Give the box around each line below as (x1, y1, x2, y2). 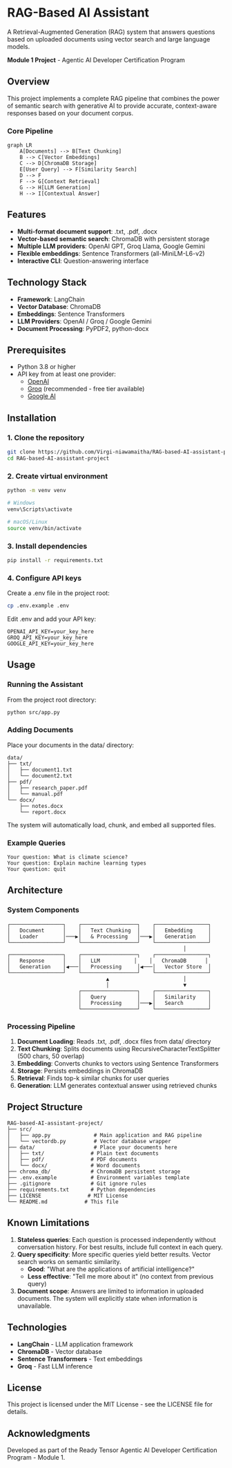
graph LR (7, 142, 32, 149)
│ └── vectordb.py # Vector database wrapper (7, 1138, 171, 1145)
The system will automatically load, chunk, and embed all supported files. (7, 820, 216, 829)
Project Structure (7, 1101, 83, 1113)
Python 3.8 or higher (17, 363, 76, 371)
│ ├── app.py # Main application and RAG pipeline (7, 1131, 202, 1138)
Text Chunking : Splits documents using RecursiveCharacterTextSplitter (17, 1045, 221, 1053)
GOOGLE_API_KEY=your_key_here (7, 640, 95, 647)
